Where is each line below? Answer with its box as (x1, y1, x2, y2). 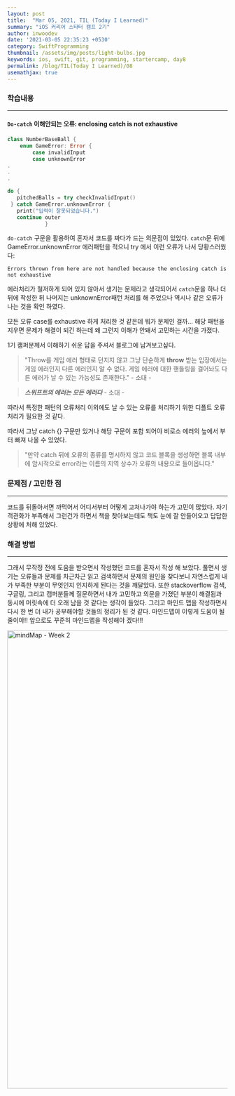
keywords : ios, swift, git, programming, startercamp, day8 (7, 56, 187, 63)
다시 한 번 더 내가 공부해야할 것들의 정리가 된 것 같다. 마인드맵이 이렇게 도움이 (7, 607, 218, 615)
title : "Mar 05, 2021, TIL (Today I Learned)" (7, 17, 149, 24)
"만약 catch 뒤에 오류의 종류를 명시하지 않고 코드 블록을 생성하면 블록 (24, 451, 213, 459)
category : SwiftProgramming (7, 43, 90, 50)
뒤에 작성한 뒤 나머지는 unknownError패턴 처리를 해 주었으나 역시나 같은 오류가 (7, 293, 223, 302)
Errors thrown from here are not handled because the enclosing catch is (7, 265, 227, 272)
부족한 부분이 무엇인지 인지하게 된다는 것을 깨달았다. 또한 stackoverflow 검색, (14, 581, 227, 589)
